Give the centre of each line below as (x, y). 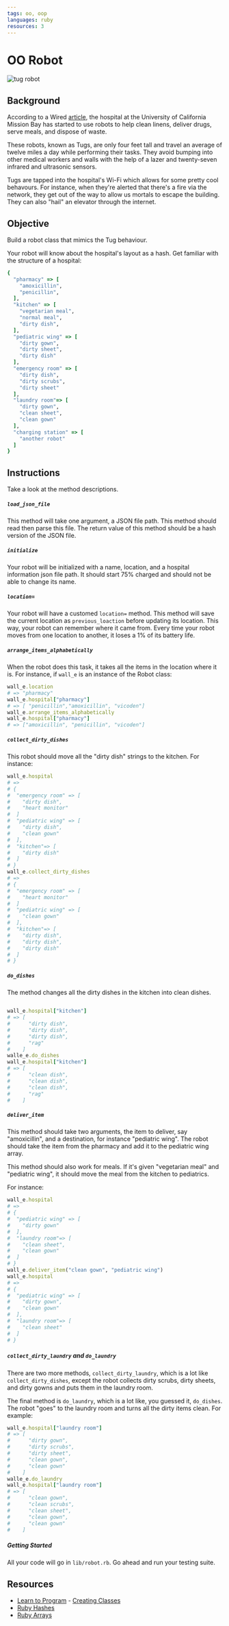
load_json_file (29, 504)
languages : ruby (30, 20)
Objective (28, 223)
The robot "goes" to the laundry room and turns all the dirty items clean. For (114, 1408)
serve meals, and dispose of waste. (57, 132)
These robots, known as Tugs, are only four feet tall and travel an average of (114, 145)
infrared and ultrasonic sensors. (52, 167)
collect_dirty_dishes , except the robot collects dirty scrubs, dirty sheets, (111, 1380)
